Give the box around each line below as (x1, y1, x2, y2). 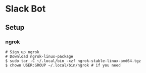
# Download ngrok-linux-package (5, 54, 73, 59)
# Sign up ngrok (5, 49, 39, 54)
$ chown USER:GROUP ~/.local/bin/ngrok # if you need (5, 62, 121, 68)
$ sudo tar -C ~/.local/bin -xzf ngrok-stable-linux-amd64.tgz (5, 58, 141, 63)
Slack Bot (5, 3, 46, 15)
